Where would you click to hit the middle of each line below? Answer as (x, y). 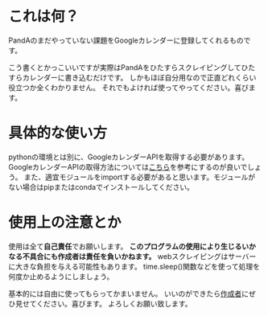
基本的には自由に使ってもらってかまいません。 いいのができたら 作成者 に (129, 293)
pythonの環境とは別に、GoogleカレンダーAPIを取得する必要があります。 (129, 157)
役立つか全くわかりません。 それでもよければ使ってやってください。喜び (129, 87)
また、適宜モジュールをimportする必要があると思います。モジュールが (140, 177)
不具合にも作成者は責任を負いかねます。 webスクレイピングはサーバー (139, 256)
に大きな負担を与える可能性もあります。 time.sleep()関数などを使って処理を (134, 266)
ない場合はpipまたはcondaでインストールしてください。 (101, 187)
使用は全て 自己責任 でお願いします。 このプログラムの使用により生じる (125, 246)
